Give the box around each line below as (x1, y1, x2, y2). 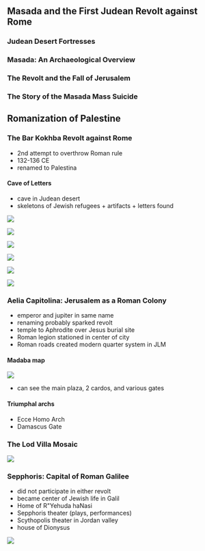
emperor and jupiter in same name (16, 311, 114, 320)
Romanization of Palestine (7, 113, 121, 125)
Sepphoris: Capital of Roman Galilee (7, 472, 130, 481)
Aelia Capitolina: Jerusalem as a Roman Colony (7, 296, 167, 305)
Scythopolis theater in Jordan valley (16, 516, 118, 524)
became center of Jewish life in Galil (16, 494, 120, 502)
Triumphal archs (7, 400, 55, 408)
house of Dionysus (16, 524, 70, 532)
